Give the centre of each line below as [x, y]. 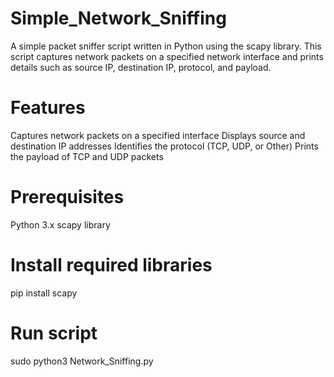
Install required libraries [111, 265]
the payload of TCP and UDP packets [87, 156]
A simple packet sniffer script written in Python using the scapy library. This [166, 46]
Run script [54, 333]
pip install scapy [44, 293]
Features [48, 108]
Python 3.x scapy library [60, 224]
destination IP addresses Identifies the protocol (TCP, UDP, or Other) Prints [164, 146]
